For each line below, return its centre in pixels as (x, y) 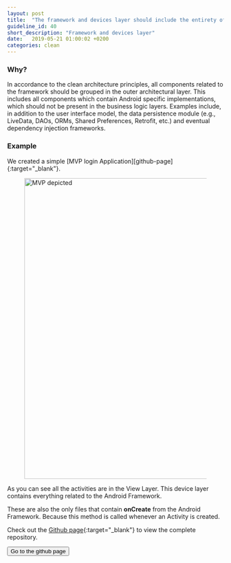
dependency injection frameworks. (56, 129)
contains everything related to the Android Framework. (85, 496)
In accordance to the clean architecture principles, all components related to (115, 85)
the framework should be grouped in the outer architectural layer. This (107, 92)
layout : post (26, 13)
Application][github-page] (136, 161)
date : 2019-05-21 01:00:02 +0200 (58, 39)
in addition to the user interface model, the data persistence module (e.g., (111, 113)
